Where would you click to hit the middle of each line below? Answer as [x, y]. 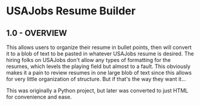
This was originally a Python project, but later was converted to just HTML [97, 90]
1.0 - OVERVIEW [37, 33]
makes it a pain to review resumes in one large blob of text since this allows [99, 72]
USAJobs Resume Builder [71, 11]
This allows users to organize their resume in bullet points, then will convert [99, 47]
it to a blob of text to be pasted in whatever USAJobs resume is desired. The [100, 54]
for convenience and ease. [39, 97]
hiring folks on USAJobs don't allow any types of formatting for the [89, 60]
